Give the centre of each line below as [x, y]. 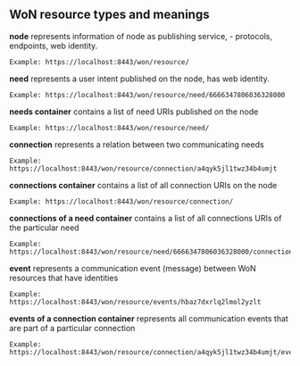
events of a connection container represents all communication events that [149, 318]
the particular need [44, 228]
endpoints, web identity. [54, 46]
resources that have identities [64, 278]
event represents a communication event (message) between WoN [133, 268]
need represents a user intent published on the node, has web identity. [139, 79]
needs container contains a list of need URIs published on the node [134, 112]
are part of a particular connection [72, 328]
